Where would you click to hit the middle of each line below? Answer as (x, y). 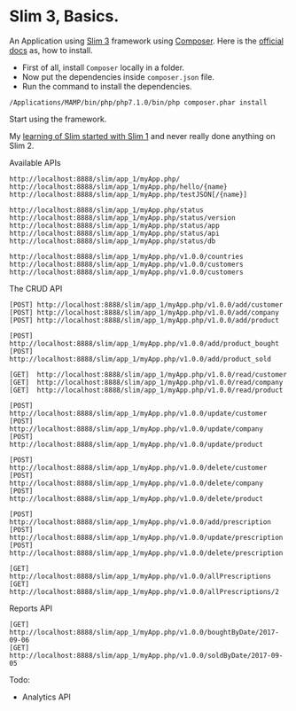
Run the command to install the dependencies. (107, 86)
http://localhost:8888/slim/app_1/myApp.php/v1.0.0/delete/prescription (146, 553)
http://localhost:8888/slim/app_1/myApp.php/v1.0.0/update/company (136, 429)
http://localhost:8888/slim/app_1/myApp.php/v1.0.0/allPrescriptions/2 (144, 591)
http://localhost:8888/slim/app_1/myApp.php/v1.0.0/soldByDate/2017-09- (146, 655)
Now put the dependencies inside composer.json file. (118, 76)
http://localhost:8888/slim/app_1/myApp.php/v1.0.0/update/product (136, 444)
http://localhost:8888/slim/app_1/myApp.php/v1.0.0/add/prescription (140, 522)
